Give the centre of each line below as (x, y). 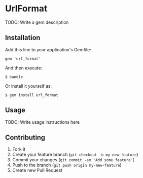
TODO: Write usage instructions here (42, 122)
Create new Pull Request (37, 170)
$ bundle (14, 77)
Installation (23, 38)
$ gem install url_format (32, 95)
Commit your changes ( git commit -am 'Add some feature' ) (73, 160)
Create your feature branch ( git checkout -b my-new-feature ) (75, 155)
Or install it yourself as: (28, 86)
